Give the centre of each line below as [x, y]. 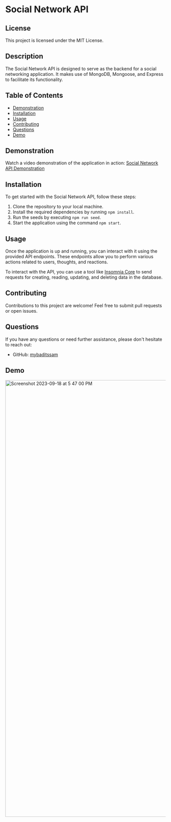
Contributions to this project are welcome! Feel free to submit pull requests [84, 305]
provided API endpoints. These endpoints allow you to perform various [79, 257]
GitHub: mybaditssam [35, 354]
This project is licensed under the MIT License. [54, 40]
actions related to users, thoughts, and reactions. [57, 262]
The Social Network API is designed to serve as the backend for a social [81, 68]
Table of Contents [34, 95]
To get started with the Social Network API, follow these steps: [71, 197]
